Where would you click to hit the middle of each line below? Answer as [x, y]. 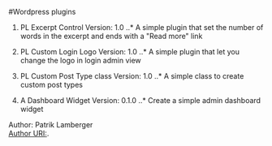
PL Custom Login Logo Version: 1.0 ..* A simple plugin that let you [130, 52]
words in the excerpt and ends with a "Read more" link [111, 36]
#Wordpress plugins [42, 12]
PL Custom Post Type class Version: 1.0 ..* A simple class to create [132, 76]
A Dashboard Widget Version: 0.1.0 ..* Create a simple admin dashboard [140, 100]
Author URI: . [29, 133]
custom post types [52, 85]
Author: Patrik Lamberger [51, 125]
